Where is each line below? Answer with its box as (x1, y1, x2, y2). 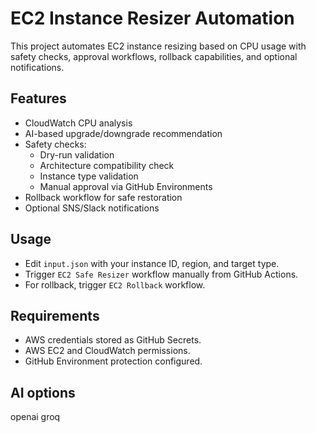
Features (10, 90, 67, 107)
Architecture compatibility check (39, 159, 175, 171)
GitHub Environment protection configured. (24, 355, 203, 367)
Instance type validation (39, 170, 139, 182)
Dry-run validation (39, 148, 115, 161)
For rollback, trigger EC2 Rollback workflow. (24, 278, 206, 291)
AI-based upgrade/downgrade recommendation (24, 127, 223, 139)
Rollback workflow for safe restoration (24, 191, 183, 203)
